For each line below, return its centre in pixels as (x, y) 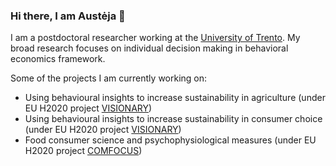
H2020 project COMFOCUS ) (83, 151)
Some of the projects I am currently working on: (109, 78)
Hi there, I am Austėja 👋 (68, 16)
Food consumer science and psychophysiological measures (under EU (170, 140)
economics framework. (58, 59)
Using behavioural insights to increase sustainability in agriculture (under (175, 98)
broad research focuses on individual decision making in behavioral (149, 48)
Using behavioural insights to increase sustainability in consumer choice (173, 119)
